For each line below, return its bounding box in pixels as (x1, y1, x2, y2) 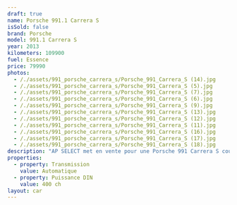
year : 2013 (7, 43, 39, 50)
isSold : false (7, 23, 49, 30)
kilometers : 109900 (7, 50, 65, 57)
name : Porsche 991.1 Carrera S (7, 17, 99, 24)
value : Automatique (20, 167, 78, 175)
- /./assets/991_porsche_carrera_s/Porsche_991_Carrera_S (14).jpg (13, 75, 217, 83)
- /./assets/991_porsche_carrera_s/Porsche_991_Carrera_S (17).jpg (13, 135, 217, 142)
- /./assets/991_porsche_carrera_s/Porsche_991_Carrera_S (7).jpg (13, 89, 213, 96)
